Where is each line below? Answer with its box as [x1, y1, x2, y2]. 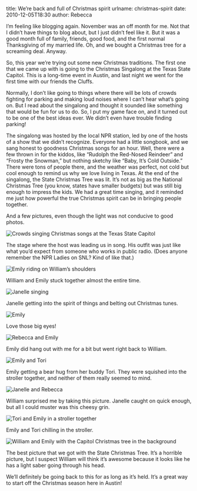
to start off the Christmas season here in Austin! [6, 480, 122, 486]
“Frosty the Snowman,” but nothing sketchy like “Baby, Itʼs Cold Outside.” [6, 157, 183, 164]
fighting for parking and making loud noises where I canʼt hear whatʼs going [6, 95, 189, 103]
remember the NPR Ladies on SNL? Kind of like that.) [6, 254, 134, 261]
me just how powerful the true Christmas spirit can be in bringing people [6, 195, 182, 202]
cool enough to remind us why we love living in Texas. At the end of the [6, 170, 179, 176]
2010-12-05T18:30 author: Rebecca [6, 11, 92, 18]
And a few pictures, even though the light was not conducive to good [6, 212, 173, 219]
